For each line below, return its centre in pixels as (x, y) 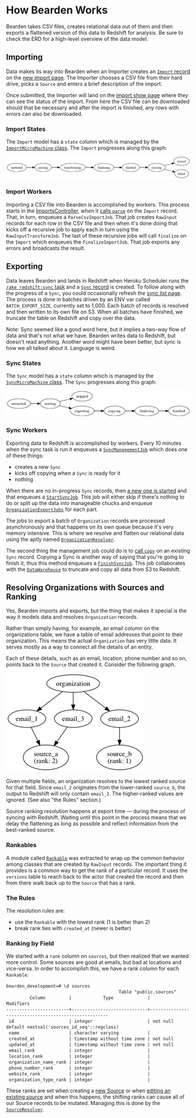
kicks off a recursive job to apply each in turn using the (72, 229)
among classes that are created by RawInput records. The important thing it (97, 864)
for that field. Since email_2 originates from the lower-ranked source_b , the (96, 787)
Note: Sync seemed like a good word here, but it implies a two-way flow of (96, 329)
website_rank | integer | (79, 1074)
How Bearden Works (57, 10)
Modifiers (18, 1004)
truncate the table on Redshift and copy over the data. (71, 318)
